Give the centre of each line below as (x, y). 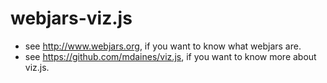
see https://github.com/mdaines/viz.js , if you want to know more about (170, 56)
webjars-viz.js (71, 18)
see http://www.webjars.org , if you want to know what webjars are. (163, 46)
